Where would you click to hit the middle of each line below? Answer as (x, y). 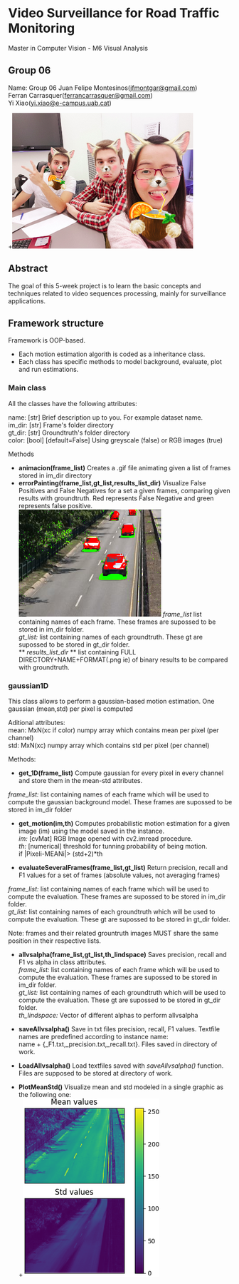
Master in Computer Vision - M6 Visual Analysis (78, 48)
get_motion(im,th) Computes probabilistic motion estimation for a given (124, 823)
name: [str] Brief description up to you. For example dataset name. (106, 417)
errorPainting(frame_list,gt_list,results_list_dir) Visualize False (112, 482)
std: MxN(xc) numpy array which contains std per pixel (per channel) (109, 745)
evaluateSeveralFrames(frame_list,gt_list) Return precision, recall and (123, 867)
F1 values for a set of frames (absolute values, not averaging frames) (119, 875)
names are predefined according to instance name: (94, 1036)
